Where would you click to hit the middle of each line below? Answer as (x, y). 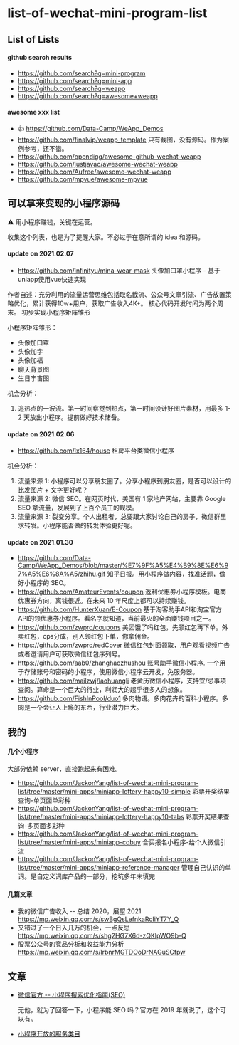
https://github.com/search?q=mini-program (81, 73)
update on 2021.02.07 (41, 253)
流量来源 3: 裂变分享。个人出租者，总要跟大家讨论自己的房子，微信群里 (122, 517)
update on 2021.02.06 (41, 434)
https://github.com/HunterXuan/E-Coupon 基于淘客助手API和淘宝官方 (119, 609)
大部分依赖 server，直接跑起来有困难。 (65, 769)
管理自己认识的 (203, 867)
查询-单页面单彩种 (44, 800)
